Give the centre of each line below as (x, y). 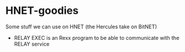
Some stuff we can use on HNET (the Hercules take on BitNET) (81, 27)
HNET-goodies (42, 11)
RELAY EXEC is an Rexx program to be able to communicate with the (97, 38)
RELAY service (32, 44)
